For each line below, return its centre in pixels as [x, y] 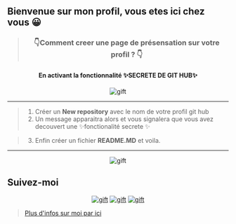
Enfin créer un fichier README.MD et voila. [98, 140]
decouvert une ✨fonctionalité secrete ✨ [93, 126]
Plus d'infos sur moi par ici [63, 213]
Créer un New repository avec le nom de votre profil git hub [122, 111]
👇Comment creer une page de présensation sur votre [127, 43]
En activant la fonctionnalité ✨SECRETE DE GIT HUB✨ [118, 76]
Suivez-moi [33, 182]
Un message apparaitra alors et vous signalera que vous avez [124, 119]
